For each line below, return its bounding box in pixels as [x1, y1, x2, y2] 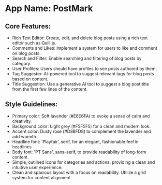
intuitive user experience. [12, 164, 63, 170]
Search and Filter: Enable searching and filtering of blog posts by [12, 56, 142, 61]
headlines [12, 143, 32, 150]
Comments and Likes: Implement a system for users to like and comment [12, 45, 158, 51]
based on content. [12, 76, 49, 82]
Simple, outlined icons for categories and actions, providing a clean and [12, 159, 155, 165]
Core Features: [5, 22, 51, 30]
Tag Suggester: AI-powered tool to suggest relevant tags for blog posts [12, 71, 154, 76]
